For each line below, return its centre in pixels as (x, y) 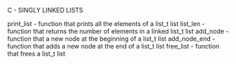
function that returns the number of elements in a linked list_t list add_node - (118, 31)
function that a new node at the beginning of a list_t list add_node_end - (111, 39)
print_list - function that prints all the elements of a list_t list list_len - (106, 24)
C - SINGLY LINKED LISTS (45, 10)
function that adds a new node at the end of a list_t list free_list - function (113, 46)
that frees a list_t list (36, 53)
